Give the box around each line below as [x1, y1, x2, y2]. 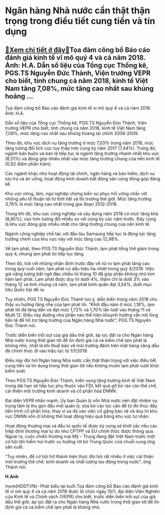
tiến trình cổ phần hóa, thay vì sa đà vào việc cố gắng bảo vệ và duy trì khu [5, 408, 158, 414]
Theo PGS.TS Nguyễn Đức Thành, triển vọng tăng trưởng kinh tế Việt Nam [5, 378, 156, 383]
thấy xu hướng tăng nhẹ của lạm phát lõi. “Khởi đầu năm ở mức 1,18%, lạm [5, 301, 155, 307]
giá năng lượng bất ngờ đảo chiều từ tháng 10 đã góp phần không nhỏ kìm [5, 271, 155, 277]
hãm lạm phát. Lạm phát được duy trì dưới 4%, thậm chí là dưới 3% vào [5, 276, 149, 282]
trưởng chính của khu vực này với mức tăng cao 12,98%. [5, 236, 120, 242]
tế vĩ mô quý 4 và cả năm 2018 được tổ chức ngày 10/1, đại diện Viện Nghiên [5, 488, 160, 494]
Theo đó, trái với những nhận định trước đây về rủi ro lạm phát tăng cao [5, 260, 150, 266]
